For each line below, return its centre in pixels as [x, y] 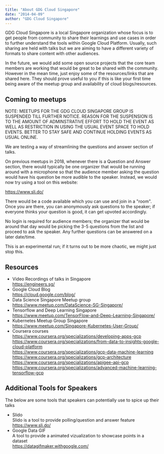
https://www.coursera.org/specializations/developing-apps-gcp [77, 336]
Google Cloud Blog [31, 289]
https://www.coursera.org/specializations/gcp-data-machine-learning [83, 352]
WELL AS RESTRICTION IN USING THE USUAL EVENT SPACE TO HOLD [77, 127]
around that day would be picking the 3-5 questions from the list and [74, 227]
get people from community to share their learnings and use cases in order [81, 38]
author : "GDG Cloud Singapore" [37, 19]
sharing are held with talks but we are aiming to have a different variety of [79, 48]
